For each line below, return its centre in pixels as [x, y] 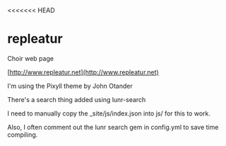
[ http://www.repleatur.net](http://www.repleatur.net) [83, 72]
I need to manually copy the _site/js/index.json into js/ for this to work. [109, 113]
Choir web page [31, 58]
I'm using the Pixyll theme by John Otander [70, 86]
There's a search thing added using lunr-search [77, 99]
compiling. [23, 135]
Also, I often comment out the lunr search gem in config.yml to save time [113, 127]
